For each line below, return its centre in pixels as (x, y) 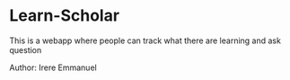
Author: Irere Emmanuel (53, 67)
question (26, 49)
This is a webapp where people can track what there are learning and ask (145, 40)
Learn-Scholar (64, 16)
